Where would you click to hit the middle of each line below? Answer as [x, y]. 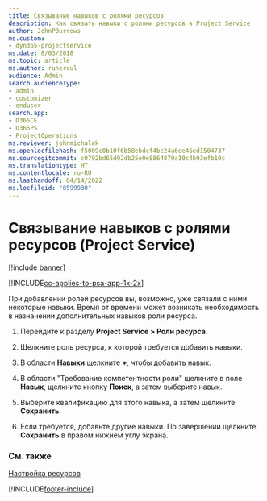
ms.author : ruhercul [43, 68]
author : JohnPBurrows [45, 31]
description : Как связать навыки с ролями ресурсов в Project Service [129, 23]
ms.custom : [27, 38]
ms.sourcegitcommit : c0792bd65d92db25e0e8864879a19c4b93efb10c [117, 158]
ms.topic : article [39, 61]
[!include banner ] [37, 267]
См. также [30, 456]
